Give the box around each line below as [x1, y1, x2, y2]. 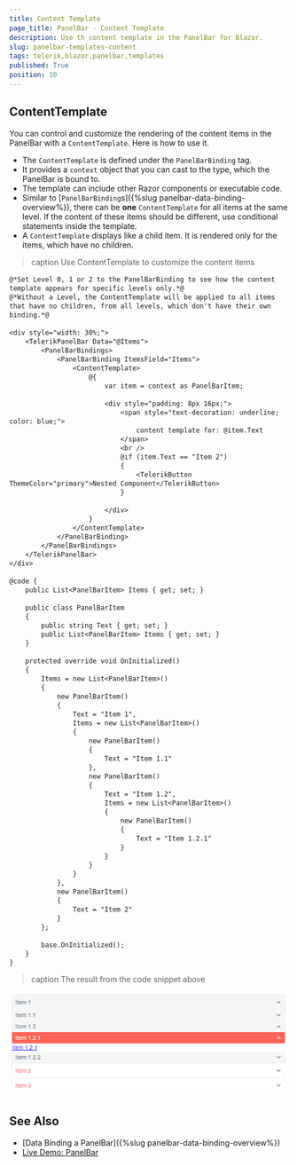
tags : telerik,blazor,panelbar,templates [9, 51, 165, 61]
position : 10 [9, 71, 58, 80]
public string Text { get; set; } [41, 621, 168, 630]
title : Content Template [9, 14, 101, 23]
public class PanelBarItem [25, 603, 125, 612]
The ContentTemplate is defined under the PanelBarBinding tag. [21, 154, 253, 165]
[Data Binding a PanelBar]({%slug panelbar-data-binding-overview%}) [21, 1137, 281, 1148]
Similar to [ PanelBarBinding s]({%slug [21, 192, 158, 203]
